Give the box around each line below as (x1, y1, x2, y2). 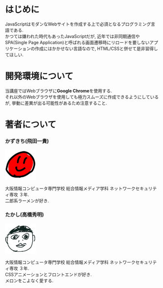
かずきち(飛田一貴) (5, 138, 49, 144)
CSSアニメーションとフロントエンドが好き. (5, 271, 92, 277)
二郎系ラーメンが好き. (5, 198, 49, 204)
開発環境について (5, 71, 74, 82)
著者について (5, 119, 57, 130)
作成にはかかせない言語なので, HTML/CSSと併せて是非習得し (35, 46, 158, 51)
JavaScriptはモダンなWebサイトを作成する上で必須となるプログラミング (5, 21, 151, 27)
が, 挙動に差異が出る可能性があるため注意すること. (5, 100, 107, 106)
